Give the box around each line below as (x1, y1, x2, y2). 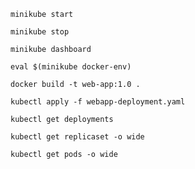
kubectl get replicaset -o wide (10, 132, 145, 142)
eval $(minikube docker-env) (10, 62, 132, 72)
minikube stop (10, 27, 70, 37)
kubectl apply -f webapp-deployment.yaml (10, 97, 186, 107)
